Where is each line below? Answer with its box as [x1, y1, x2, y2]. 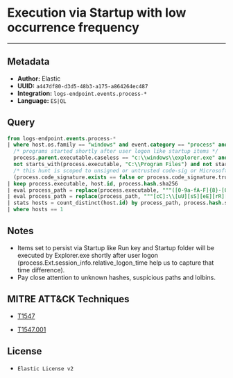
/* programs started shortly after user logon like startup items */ [13, 148, 218, 155]
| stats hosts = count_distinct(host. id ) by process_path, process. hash [7, 199, 222, 206]
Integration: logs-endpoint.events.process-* [17, 89, 147, 97]
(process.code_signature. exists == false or [13, 174, 144, 181]
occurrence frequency [7, 19, 140, 35]
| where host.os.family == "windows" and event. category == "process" [7, 141, 216, 149]
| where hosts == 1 [7, 206, 64, 213]
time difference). [17, 265, 65, 274]
